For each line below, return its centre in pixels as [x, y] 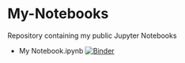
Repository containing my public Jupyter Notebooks [92, 35]
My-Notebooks [58, 14]
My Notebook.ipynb [51, 50]
